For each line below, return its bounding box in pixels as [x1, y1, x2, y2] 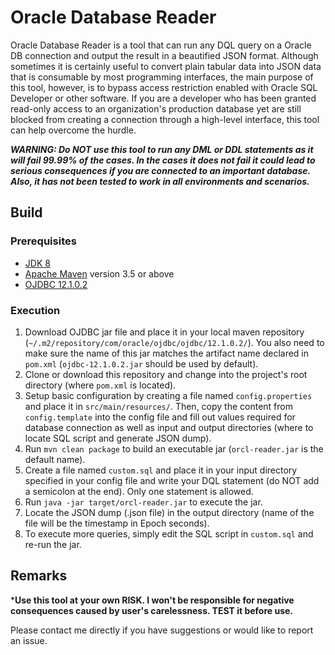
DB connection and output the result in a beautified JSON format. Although [10, 49, 319, 61]
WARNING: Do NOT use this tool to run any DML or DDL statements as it [10, 143, 314, 155]
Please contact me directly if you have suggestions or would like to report [10, 624, 314, 636]
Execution [10, 303, 61, 317]
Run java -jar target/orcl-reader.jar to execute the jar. [24, 496, 263, 508]
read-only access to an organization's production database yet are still [10, 102, 302, 115]
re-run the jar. [24, 538, 82, 550]
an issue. [10, 634, 48, 646]
